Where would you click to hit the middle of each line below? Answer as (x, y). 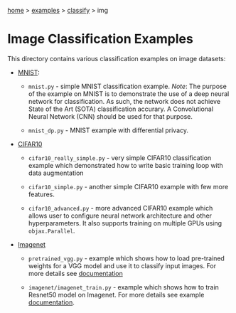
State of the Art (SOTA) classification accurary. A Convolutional (121, 109)
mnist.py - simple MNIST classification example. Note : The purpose (128, 86)
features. (42, 194)
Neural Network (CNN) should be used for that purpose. (111, 116)
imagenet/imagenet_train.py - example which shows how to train (123, 287)
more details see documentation (75, 273)
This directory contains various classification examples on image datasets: (117, 58)
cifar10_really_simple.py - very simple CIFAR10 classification (120, 158)
